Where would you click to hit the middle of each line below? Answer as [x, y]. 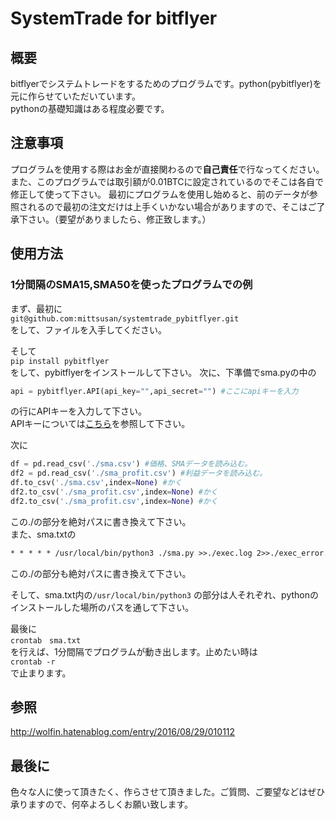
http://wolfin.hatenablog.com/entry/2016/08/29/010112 [123, 732]
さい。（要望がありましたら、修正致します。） [119, 219]
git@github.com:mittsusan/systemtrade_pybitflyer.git [125, 318]
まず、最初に [36, 308]
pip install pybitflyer [60, 361]
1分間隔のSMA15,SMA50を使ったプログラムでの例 [131, 285]
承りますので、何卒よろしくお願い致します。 [102, 804]
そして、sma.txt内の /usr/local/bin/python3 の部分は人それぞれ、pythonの [164, 594]
